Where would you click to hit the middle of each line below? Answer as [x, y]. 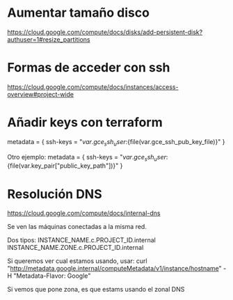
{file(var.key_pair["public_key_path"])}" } [65, 166]
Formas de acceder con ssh [89, 68]
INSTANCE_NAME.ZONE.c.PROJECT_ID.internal [75, 248]
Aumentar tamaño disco [78, 13]
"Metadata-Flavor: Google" [52, 276]
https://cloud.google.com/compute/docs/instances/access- [93, 87]
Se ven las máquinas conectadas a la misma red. [77, 227]
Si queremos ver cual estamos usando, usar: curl [77, 261]
